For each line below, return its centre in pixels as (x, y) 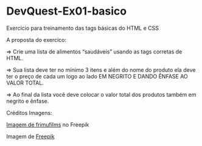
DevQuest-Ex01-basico (67, 11)
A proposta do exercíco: (37, 40)
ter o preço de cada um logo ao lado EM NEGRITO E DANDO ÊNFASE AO (97, 76)
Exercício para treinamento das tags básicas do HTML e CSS (83, 28)
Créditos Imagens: (29, 113)
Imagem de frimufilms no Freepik (48, 124)
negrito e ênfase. (28, 101)
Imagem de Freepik (30, 136)
